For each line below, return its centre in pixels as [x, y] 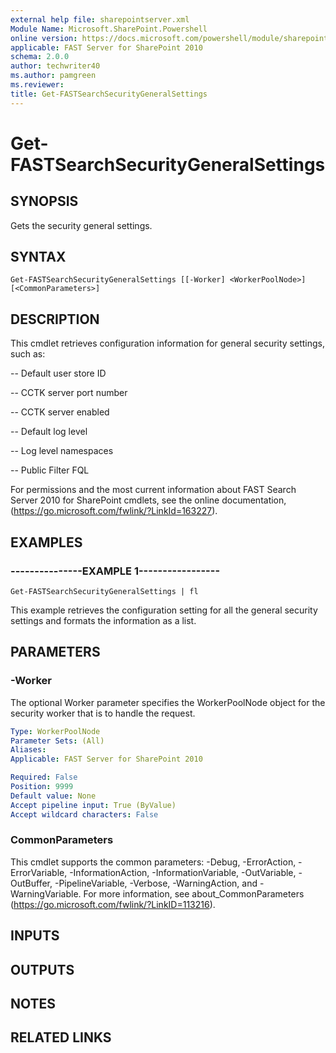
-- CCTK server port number [69, 393]
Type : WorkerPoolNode [55, 731]
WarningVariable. [46, 893]
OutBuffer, [31, 883]
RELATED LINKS [61, 1037]
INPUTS [35, 936]
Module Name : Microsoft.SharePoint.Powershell [109, 29]
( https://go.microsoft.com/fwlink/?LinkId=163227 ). [114, 511]
